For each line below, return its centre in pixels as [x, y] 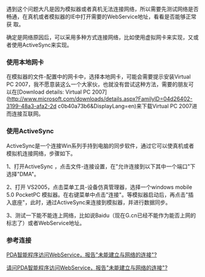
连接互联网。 [27, 114]
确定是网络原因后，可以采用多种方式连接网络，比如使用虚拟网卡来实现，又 [100, 37]
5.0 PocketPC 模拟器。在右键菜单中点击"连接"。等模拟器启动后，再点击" [97, 194]
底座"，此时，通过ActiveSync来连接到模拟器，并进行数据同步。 [91, 202]
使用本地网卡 [25, 62]
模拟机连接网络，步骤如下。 [41, 153]
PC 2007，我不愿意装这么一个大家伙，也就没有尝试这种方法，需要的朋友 [97, 84]
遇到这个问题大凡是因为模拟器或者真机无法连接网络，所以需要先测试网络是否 [103, 9]
